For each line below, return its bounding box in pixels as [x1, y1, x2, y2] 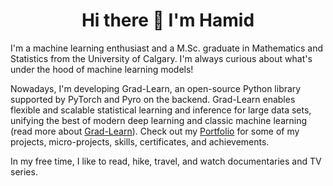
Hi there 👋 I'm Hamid [81, 9, 255, 32]
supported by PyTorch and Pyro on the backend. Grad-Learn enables [10, 93, 296, 105]
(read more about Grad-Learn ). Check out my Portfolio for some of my [10, 125, 300, 137]
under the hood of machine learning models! [10, 63, 194, 75]
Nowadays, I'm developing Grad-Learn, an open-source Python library [10, 82, 302, 94]
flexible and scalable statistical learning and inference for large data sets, [10, 104, 312, 116]
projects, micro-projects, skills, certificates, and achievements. [10, 135, 270, 148]
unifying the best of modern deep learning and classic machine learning [10, 114, 308, 126]
